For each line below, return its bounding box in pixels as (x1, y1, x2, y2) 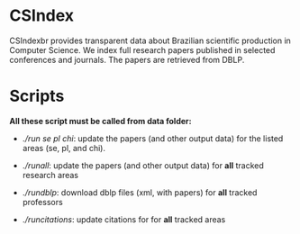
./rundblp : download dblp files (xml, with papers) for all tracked (22, 186, 258, 198)
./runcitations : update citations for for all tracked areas (22, 213, 226, 225)
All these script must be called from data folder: (9, 115, 192, 126)
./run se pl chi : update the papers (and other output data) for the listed (22, 132, 284, 144)
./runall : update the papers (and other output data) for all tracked (22, 159, 264, 171)
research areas (22, 169, 79, 180)
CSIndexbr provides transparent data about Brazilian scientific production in (9, 35, 291, 46)
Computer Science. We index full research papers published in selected (9, 44, 276, 55)
